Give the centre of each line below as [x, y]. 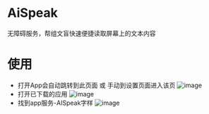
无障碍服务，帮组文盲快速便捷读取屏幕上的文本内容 [82, 33]
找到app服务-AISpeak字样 [55, 103]
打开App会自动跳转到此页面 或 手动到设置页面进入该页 [96, 85]
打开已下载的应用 [42, 94]
